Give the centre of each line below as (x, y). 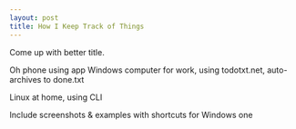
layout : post (34, 18)
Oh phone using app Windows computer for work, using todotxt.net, (138, 70)
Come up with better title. (57, 52)
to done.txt (64, 79)
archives (26, 79)
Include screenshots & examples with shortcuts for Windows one (131, 114)
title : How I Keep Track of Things (77, 26)
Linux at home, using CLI (56, 97)
